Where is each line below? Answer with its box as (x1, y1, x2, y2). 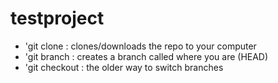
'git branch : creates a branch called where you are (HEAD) (24, 50, 269, 62)
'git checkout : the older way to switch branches (24, 61, 224, 73)
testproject (10, 7, 105, 30)
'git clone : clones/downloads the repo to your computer (24, 40, 257, 52)
